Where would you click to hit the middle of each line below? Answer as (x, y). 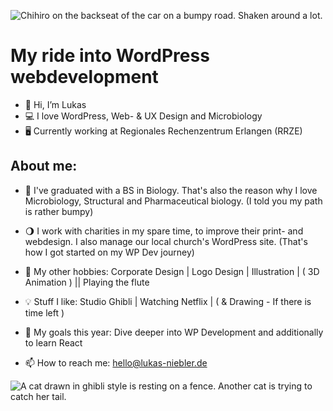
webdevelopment (84, 77)
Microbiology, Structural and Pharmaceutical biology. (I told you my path (173, 201)
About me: (44, 166)
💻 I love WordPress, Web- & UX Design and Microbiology (143, 116)
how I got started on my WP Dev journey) (109, 252)
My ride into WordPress (110, 56)
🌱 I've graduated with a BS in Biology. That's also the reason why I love (171, 190)
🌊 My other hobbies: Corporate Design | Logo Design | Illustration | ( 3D (172, 271)
